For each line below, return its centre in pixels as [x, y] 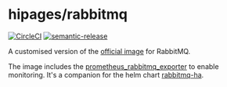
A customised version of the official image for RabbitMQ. [99, 51]
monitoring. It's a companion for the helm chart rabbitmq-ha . [106, 74]
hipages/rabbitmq [68, 14]
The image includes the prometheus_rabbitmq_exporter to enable [113, 66]
